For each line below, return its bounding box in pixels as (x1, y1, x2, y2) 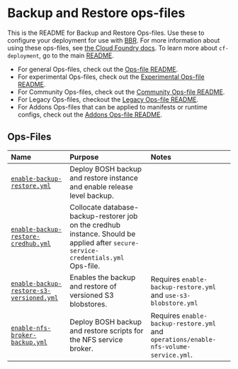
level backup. (69, 191, 115, 200)
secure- (113, 239, 140, 247)
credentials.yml (69, 254, 125, 262)
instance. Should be (69, 229, 136, 239)
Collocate (69, 202, 101, 212)
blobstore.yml (150, 299, 198, 307)
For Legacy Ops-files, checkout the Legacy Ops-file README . (17, 95, 199, 104)
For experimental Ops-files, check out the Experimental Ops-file (17, 73, 205, 81)
